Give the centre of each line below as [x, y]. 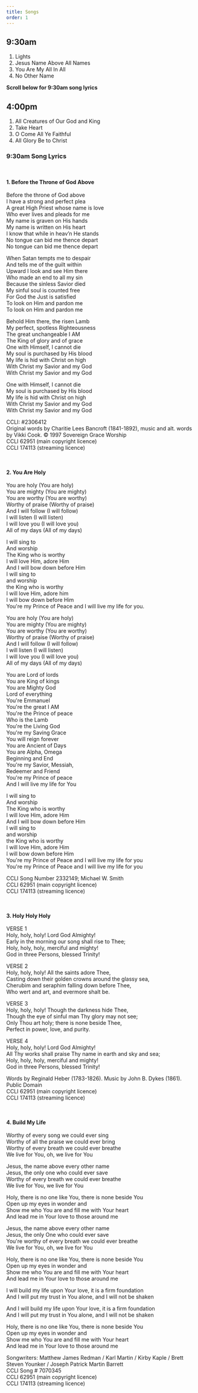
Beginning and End [30, 759]
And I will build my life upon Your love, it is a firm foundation [81, 1309]
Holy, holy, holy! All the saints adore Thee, [59, 973]
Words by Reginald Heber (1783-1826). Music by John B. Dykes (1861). [94, 1079]
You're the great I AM [33, 707]
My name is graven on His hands [47, 221]
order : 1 [17, 18]
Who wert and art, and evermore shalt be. [58, 992]
